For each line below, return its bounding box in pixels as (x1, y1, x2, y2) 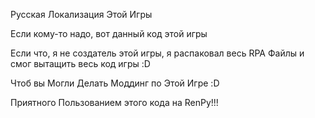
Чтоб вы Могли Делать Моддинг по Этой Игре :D (10, 77, 220, 89)
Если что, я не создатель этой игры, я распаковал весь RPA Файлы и (10, 47, 305, 59)
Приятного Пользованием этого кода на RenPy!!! (10, 97, 219, 108)
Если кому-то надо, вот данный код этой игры (10, 28, 208, 39)
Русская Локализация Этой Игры (10, 9, 153, 20)
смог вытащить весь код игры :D (10, 58, 151, 69)
